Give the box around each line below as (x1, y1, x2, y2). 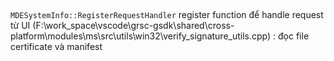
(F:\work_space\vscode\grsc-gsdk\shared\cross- (32, 20, 235, 32)
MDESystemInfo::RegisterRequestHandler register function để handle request (10, 9, 324, 21)
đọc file (278, 30, 310, 42)
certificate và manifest (10, 41, 103, 53)
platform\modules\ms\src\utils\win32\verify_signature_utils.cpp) (10, 30, 272, 42)
